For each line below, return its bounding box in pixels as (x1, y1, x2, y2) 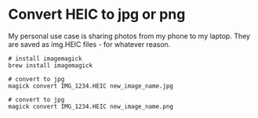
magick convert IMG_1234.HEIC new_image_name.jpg (8, 82, 174, 90)
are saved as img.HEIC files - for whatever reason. (8, 39, 171, 48)
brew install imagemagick (8, 61, 93, 70)
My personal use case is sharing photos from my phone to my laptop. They (8, 31, 251, 41)
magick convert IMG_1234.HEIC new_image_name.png (8, 102, 174, 110)
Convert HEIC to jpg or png (8, 5, 186, 23)
